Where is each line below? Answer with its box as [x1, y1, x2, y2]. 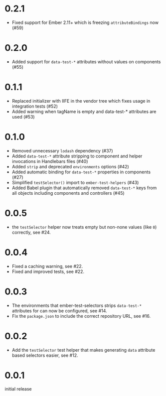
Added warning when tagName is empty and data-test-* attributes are [11, 108, 157, 115]
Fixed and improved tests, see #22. [11, 268, 85, 274]
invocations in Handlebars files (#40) [11, 158, 88, 164]
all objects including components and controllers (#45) [11, 190, 125, 196]
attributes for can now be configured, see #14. [11, 307, 108, 314]
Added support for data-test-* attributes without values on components [11, 58, 161, 65]
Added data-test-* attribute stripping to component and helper [11, 153, 143, 159]
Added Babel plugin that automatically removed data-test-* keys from [11, 185, 157, 191]
